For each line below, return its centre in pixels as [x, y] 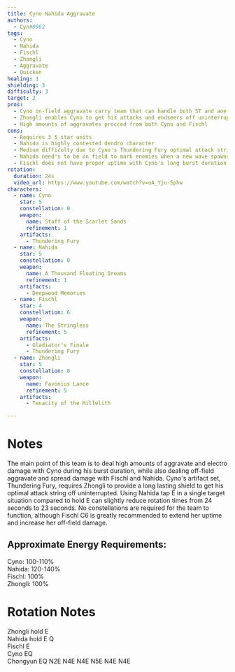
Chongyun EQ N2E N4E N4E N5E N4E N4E [69, 661]
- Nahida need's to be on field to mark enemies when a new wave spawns [122, 157]
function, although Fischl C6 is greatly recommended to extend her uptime [115, 516]
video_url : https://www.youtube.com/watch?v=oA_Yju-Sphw [98, 182]
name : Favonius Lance [57, 384]
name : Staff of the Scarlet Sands [76, 221]
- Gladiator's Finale [57, 345]
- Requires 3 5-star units [53, 137]
